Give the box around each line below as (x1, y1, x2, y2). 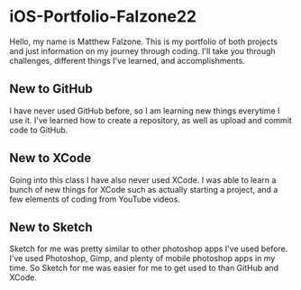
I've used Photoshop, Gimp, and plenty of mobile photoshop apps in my (9, 253, 276, 264)
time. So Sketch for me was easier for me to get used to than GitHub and (9, 263, 279, 274)
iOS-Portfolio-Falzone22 (9, 6, 196, 27)
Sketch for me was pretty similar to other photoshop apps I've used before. (9, 243, 288, 254)
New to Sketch (9, 219, 93, 235)
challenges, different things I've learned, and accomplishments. (9, 55, 245, 66)
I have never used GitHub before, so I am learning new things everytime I (9, 105, 280, 116)
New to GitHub (9, 81, 93, 96)
